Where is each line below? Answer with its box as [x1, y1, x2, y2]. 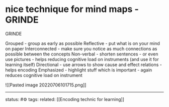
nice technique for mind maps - [5, 3, 139, 15]
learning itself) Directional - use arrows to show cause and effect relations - [5, 61, 162, 67]
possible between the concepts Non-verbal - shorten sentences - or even [5, 51, 158, 57]
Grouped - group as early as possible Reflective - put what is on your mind [5, 40, 160, 46]
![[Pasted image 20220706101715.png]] [5, 81, 87, 88]
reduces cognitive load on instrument [5, 72, 83, 78]
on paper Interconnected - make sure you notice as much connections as [5, 45, 157, 51]
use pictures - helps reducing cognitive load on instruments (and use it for [5, 56, 159, 62]
